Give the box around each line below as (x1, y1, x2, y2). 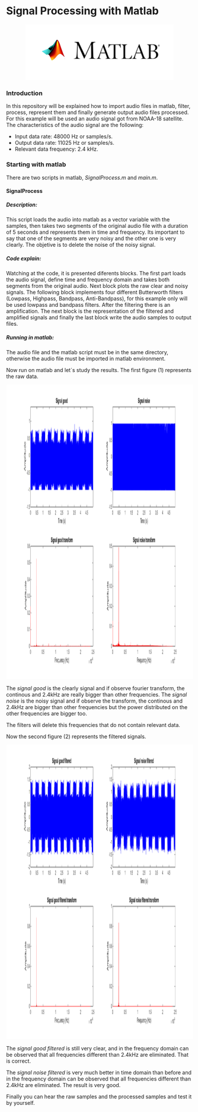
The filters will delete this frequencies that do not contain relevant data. (6, 722, 181, 729)
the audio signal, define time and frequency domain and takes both (6, 276, 170, 283)
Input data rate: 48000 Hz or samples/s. (14, 133, 113, 140)
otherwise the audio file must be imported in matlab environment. (6, 355, 166, 363)
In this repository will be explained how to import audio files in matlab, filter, (6, 103, 191, 110)
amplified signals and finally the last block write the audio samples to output (6, 314, 191, 321)
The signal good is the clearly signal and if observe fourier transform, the (6, 685, 185, 692)
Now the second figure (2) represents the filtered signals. (6, 733, 146, 740)
